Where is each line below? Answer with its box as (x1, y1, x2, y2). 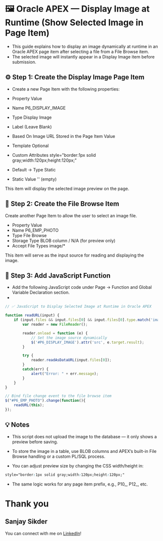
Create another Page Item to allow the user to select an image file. (5, 212, 137, 219)
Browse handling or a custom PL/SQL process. (12, 453, 106, 459)
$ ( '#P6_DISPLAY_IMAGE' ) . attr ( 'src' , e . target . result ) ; (31, 340, 145, 345)
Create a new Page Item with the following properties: (12, 86, 120, 92)
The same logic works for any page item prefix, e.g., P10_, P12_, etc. (12, 481, 148, 487)
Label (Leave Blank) (12, 124, 52, 130)
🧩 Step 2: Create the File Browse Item (5, 200, 119, 208)
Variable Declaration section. (12, 290, 70, 296)
